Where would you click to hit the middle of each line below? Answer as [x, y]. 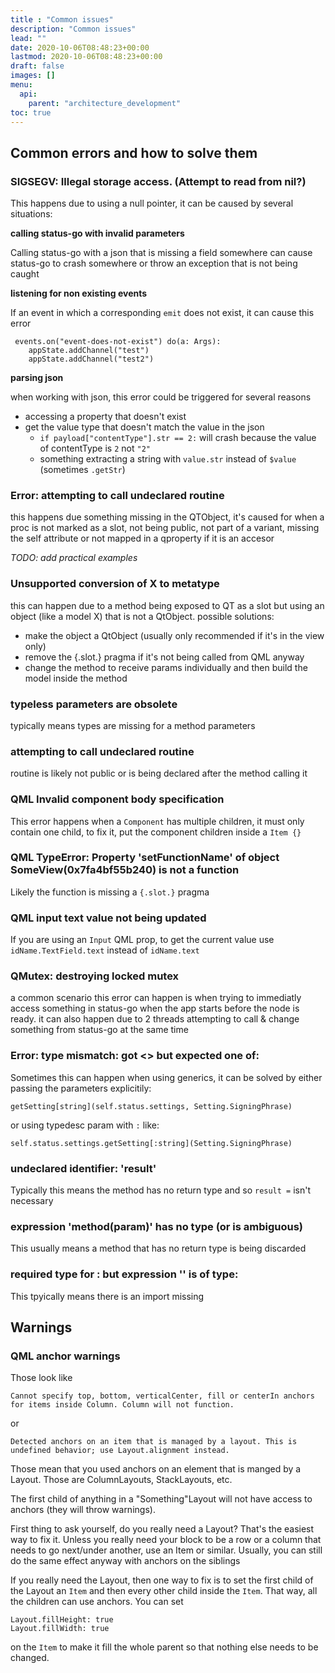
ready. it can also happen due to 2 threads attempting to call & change [155, 1019]
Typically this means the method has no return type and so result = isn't [161, 1190]
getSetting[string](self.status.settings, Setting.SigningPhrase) [151, 1106]
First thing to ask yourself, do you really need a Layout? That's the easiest [162, 1529]
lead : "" [28, 38]
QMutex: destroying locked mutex [95, 976]
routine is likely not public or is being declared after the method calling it [159, 773]
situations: [31, 214]
